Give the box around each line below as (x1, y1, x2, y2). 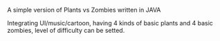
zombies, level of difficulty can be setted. (7, 27, 125, 34)
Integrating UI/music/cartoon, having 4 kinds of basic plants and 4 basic (7, 19, 213, 27)
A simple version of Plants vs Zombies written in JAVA (7, 6, 161, 14)
